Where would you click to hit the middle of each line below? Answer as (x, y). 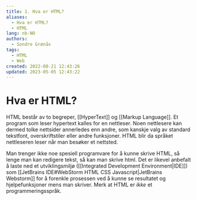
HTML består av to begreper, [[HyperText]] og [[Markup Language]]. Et (92, 117)
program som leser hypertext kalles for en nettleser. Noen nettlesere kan (94, 124)
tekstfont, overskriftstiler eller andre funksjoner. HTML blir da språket (90, 136)
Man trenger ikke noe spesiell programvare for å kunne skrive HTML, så (93, 154)
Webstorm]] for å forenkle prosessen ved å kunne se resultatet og (86, 179)
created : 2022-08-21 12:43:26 (43, 66)
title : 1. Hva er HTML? (35, 11)
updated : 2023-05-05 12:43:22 (43, 72)
